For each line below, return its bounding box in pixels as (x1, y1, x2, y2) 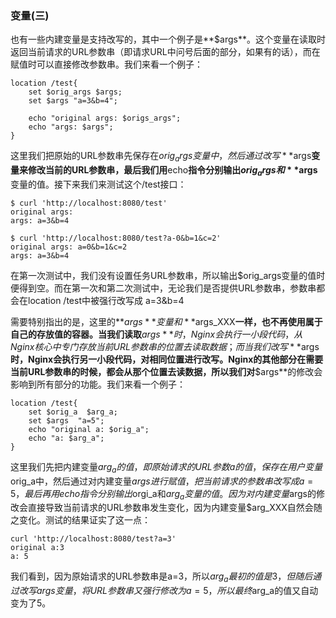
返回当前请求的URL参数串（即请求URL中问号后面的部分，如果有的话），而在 (10, 46, 321, 58)
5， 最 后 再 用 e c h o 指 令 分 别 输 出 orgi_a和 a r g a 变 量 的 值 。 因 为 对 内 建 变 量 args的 (10, 487, 317, 502)
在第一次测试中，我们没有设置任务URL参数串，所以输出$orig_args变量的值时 (10, 269, 326, 281)
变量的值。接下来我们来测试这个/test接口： (10, 178, 187, 190)
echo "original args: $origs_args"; (28, 113, 182, 124)
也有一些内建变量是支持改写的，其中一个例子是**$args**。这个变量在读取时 (10, 33, 326, 46)
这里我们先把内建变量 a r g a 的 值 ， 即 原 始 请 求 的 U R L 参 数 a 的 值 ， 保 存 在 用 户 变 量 (10, 460, 323, 475)
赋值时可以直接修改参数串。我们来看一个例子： (10, 58, 203, 71)
